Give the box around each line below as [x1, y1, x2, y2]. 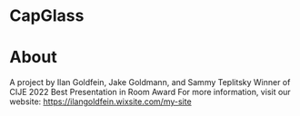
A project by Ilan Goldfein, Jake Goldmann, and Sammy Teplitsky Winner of [9, 77, 291, 88]
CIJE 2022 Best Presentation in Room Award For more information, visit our [9, 87, 291, 98]
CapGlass [9, 5, 85, 26]
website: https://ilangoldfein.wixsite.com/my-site [9, 96, 193, 107]
